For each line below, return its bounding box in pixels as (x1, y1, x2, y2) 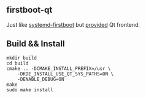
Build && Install (6, 39, 65, 49)
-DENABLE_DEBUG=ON (17, 76, 64, 82)
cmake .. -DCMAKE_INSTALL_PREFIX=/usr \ (6, 65, 112, 72)
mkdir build (6, 55, 37, 61)
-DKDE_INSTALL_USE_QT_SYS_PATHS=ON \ (17, 71, 114, 77)
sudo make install (6, 86, 53, 93)
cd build (6, 60, 29, 66)
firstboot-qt (6, 5, 53, 15)
